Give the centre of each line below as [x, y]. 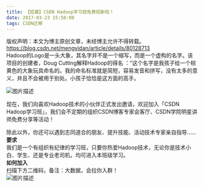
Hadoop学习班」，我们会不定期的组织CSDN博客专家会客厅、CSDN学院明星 [99, 112]
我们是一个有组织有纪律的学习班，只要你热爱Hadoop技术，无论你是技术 [96, 147]
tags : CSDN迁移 [25, 23]
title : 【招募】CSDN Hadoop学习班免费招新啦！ [60, 12]
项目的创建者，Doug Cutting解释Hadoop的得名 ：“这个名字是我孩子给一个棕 [101, 63]
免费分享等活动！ [33, 119]
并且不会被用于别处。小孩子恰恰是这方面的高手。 [78, 78]
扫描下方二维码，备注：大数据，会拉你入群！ [62, 171]
